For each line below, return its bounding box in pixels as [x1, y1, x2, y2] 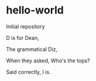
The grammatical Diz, [6, 45, 58, 53]
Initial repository [6, 23, 45, 30]
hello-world [6, 4, 64, 17]
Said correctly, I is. [6, 68, 51, 75]
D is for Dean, [6, 34, 39, 41]
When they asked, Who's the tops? [6, 57, 91, 64]
